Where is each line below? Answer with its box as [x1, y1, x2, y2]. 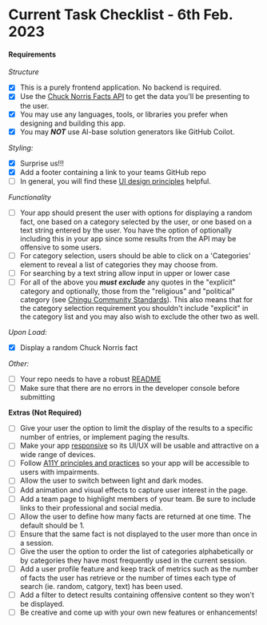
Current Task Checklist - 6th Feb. [8, 6, 233, 24]
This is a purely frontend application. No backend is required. [19, 82, 222, 93]
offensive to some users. [19, 242, 102, 252]
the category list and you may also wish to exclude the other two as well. [19, 312, 260, 321]
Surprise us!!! [19, 158, 65, 168]
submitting [19, 392, 56, 402]
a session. [19, 538, 54, 547]
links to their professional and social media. [19, 503, 163, 512]
